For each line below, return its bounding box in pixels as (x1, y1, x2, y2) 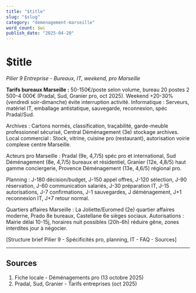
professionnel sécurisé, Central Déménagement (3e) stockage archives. (6, 129, 179, 136)
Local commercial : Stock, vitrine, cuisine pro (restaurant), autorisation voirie (6, 135, 190, 142)
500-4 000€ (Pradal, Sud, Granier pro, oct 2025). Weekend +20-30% (6, 92, 174, 99)
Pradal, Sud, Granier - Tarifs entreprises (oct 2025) (14, 280, 137, 287)
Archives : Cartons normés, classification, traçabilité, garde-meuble (6, 122, 169, 129)
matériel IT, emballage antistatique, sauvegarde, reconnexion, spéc (6, 105, 167, 112)
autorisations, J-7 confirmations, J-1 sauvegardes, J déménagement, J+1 (6, 188, 182, 196)
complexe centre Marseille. (6, 141, 71, 148)
